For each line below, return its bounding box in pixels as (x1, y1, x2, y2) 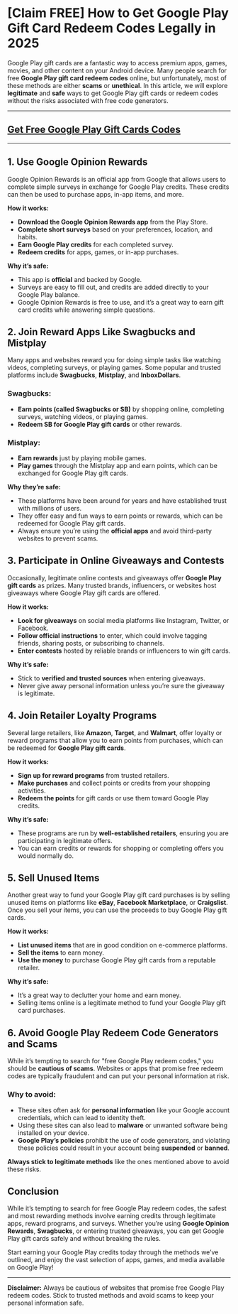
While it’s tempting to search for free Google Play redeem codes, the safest (7, 1204, 227, 1212)
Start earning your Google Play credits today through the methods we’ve (7, 1248, 219, 1256)
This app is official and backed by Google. (17, 275, 142, 283)
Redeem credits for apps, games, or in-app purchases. (17, 247, 179, 256)
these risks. (7, 1165, 41, 1173)
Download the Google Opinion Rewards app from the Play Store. (17, 217, 208, 226)
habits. (17, 232, 38, 241)
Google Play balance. (17, 290, 80, 299)
